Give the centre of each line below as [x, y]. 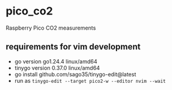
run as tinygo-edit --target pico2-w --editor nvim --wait [90, 80]
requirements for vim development [73, 47]
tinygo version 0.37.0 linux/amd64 [57, 68]
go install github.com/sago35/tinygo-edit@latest [75, 74]
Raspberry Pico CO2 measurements [51, 28]
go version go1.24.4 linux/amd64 [56, 61]
